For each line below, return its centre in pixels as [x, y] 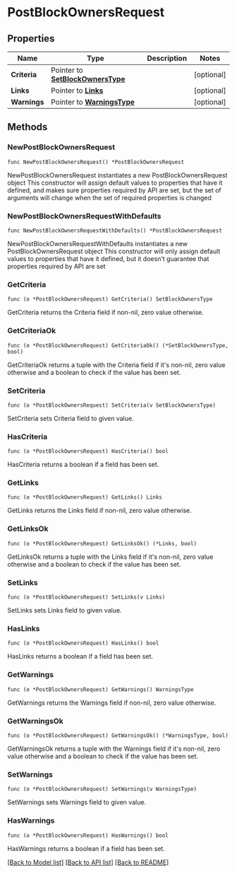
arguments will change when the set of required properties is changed [109, 197]
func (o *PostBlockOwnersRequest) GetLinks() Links [85, 497]
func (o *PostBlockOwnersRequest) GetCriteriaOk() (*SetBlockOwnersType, [118, 345]
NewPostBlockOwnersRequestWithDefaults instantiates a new [98, 243]
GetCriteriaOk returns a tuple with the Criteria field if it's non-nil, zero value [116, 364]
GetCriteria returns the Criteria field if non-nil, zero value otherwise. [106, 313]
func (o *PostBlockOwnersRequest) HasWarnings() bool [88, 836]
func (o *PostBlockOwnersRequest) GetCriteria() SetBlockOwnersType [110, 299]
